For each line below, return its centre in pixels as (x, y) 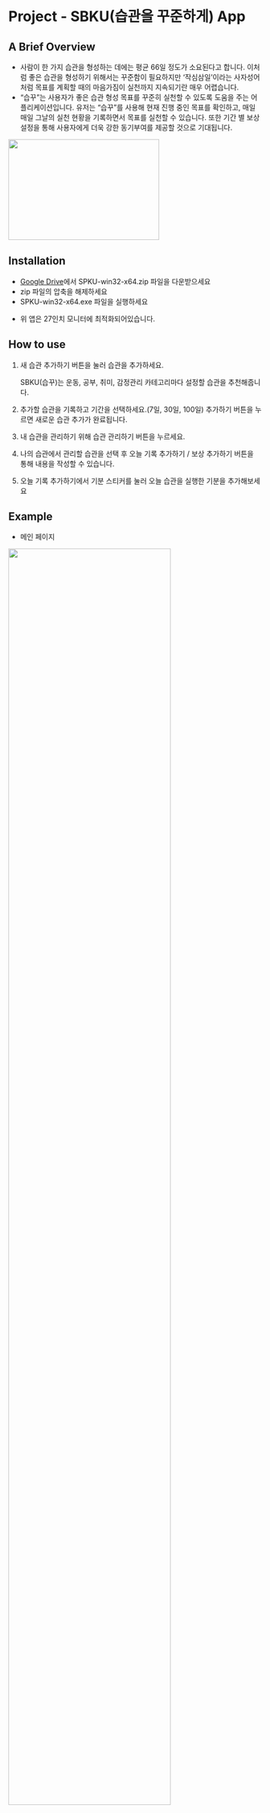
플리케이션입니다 (46, 107)
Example (31, 517)
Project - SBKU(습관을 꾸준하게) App (127, 17)
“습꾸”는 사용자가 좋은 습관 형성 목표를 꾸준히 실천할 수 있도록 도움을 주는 (134, 97)
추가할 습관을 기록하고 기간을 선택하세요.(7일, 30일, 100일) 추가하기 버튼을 (137, 409)
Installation (37, 261)
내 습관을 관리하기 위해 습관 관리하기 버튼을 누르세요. (102, 437)
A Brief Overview (52, 46)
